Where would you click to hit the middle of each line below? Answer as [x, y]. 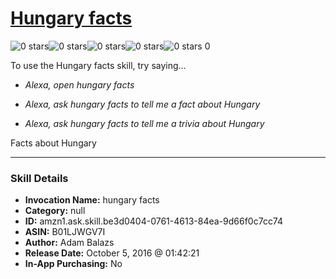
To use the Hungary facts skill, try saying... [98, 65]
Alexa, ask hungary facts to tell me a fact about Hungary [142, 104]
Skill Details [39, 178]
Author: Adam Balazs [69, 243]
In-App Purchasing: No [73, 264]
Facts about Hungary [53, 143]
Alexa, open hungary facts [79, 84]
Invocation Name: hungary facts [92, 200]
